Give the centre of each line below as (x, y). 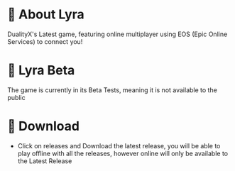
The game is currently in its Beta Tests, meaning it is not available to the (113, 90)
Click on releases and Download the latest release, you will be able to (119, 145)
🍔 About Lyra (46, 15)
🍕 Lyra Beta (41, 71)
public (17, 97)
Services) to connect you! (45, 41)
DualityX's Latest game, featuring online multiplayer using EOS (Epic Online (117, 34)
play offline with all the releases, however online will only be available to (123, 153)
